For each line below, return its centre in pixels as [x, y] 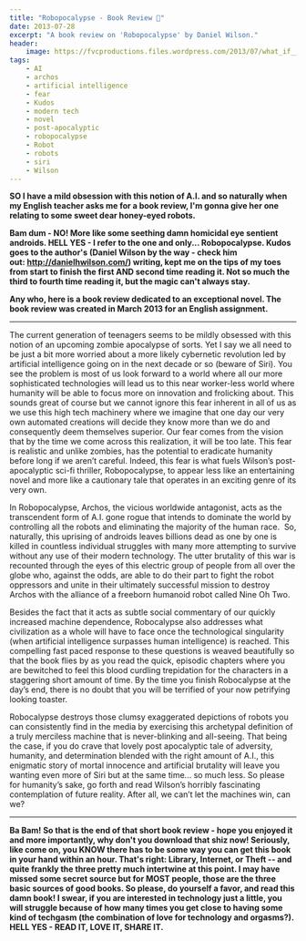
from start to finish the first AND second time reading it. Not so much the [150, 272]
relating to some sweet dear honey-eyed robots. [102, 216]
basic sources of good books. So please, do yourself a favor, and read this [152, 888]
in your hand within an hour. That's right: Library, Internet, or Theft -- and [151, 859]
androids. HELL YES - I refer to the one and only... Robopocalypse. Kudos [150, 243]
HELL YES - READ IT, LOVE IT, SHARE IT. [87, 927]
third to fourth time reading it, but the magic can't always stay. [130, 281]
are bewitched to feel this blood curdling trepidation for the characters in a [149, 670]
